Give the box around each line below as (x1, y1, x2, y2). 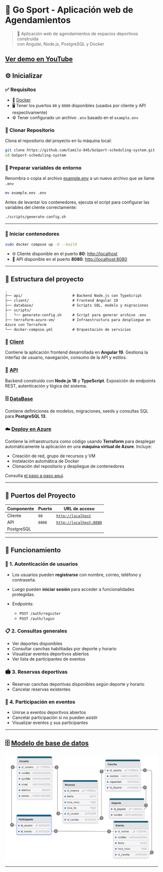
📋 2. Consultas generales (5, 628, 67, 634)
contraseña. (12, 577, 36, 582)
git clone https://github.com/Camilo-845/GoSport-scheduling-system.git (5, 148, 155, 153)
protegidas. (12, 591, 35, 597)
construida (16, 36, 39, 42)
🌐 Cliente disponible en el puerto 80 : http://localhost (12, 251, 118, 257)
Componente (7, 505, 34, 511)
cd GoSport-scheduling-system (5, 153, 66, 158)
